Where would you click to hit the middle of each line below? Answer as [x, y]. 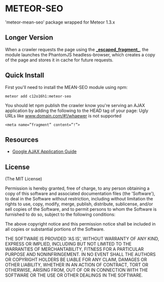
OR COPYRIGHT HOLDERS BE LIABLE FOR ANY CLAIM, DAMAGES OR [76, 260]
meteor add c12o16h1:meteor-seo [38, 96]
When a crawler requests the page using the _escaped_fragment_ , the [77, 49]
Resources [22, 140]
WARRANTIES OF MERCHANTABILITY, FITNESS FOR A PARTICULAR [74, 249]
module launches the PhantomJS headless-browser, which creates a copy [80, 55]
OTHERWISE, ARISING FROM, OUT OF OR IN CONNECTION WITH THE [77, 270]
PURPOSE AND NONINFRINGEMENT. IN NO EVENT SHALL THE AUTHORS [81, 254]
